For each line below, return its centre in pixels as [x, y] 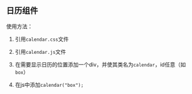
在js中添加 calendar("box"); [49, 84]
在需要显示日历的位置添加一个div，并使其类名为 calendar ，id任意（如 [100, 64]
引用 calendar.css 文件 [42, 39]
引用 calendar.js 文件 [40, 51]
